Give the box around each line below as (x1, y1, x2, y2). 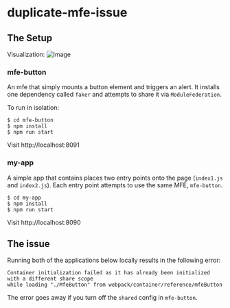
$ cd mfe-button (7, 117, 54, 124)
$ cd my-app (7, 194, 41, 201)
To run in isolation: (7, 104, 60, 112)
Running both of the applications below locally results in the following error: (7, 256, 221, 265)
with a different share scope (7, 276, 94, 283)
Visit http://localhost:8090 (7, 218, 81, 226)
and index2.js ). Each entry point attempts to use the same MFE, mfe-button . (7, 180, 223, 189)
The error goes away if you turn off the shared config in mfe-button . (7, 294, 198, 302)
